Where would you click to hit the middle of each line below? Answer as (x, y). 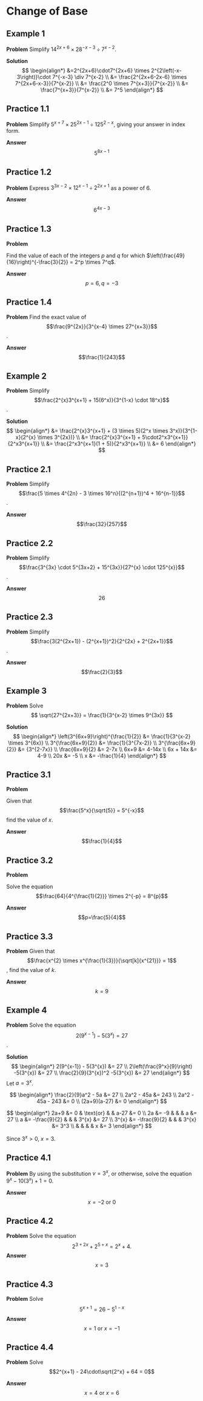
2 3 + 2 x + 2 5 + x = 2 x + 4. (102, 1246)
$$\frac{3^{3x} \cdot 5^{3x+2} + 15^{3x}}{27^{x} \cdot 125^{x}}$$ (102, 567)
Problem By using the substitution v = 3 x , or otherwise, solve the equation (99, 1173)
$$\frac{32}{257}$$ (102, 524)
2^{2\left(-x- (166, 70)
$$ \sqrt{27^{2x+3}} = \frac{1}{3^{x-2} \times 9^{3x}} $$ (102, 715)
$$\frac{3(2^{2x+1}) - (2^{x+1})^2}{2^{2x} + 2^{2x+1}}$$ (102, 641)
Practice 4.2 (30, 1221)
